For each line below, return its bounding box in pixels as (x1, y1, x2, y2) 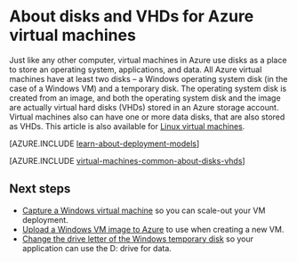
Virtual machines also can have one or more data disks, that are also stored (9, 111, 285, 122)
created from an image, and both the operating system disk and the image (9, 92, 282, 103)
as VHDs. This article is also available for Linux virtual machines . (9, 120, 245, 131)
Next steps (9, 181, 71, 197)
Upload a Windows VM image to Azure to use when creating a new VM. (21, 224, 285, 234)
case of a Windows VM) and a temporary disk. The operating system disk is (9, 83, 287, 94)
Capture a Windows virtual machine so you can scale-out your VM (21, 205, 266, 216)
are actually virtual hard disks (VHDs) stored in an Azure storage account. (9, 102, 279, 112)
